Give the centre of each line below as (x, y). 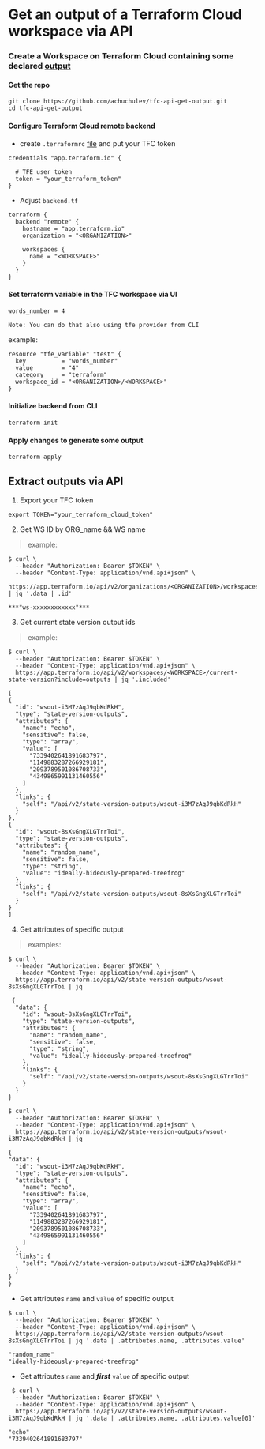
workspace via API (71, 31)
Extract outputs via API (66, 481)
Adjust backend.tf (49, 200)
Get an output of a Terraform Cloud (125, 15)
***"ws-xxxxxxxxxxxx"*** (49, 607)
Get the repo (29, 85)
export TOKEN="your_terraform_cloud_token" (81, 514)
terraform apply (35, 457)
